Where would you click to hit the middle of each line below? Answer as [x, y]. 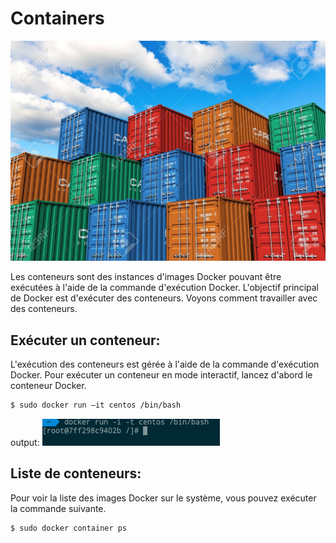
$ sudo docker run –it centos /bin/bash [96, 405]
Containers [57, 18]
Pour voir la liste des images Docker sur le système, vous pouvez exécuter [163, 498]
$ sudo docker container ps [69, 528]
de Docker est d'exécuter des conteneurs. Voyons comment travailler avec [164, 298]
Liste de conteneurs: [76, 473]
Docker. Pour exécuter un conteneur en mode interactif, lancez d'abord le [161, 375]
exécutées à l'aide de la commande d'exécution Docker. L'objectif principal [164, 288]
